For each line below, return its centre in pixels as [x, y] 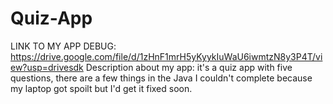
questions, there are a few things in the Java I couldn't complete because [161, 78]
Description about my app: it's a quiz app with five [189, 67]
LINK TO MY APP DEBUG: [63, 46]
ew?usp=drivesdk [47, 67]
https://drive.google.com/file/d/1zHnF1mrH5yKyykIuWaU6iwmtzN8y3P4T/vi [166, 56]
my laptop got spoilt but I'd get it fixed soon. [101, 88]
